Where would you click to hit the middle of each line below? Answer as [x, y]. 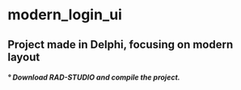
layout [24, 57]
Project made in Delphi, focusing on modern [120, 45]
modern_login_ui [65, 15]
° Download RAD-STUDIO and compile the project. [94, 77]
